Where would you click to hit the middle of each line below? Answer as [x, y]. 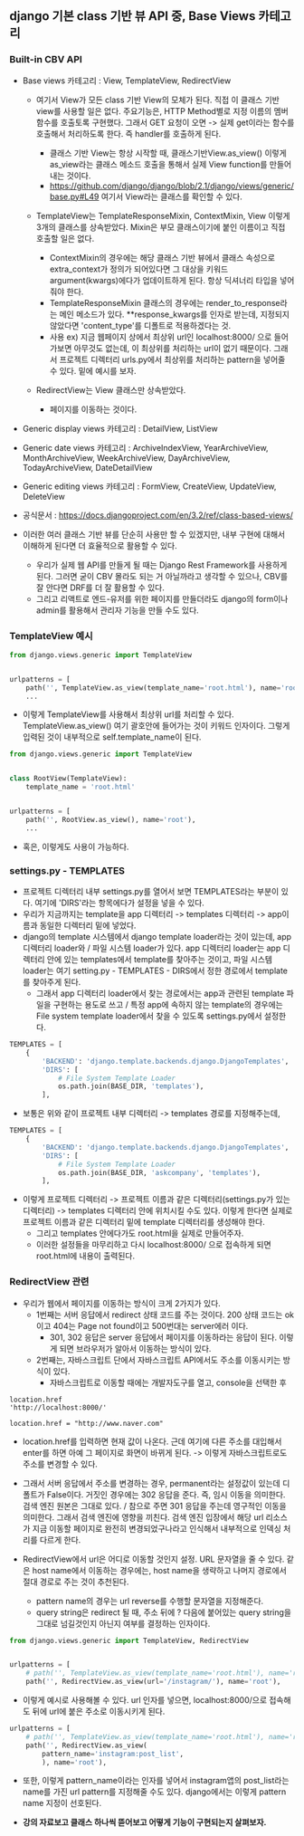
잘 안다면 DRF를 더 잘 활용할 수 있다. [100, 588]
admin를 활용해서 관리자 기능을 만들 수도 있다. [117, 610]
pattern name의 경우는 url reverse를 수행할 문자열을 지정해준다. [150, 1601]
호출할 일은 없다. [65, 238]
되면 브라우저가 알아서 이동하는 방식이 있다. [135, 1348]
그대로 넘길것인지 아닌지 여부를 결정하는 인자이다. [123, 1623]
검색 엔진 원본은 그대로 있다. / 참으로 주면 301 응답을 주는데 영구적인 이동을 [154, 1506]
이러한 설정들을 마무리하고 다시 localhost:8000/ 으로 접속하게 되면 [153, 1245]
